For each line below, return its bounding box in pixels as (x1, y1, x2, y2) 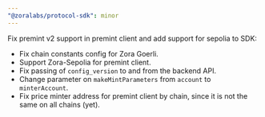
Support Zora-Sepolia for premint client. (18, 57, 151, 67)
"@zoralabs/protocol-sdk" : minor (7, 11, 119, 20)
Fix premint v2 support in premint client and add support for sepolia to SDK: (7, 33, 258, 43)
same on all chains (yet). (18, 99, 101, 109)
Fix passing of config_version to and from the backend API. (18, 65, 217, 76)
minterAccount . (18, 83, 69, 92)
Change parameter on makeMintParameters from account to (18, 74, 211, 84)
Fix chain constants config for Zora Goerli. (18, 49, 159, 58)
